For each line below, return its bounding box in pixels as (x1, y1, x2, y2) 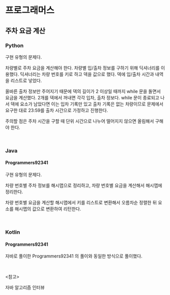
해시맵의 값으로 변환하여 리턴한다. (14, 206, 81, 212)
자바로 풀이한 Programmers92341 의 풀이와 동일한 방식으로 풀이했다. (5, 253, 143, 259)
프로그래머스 (5, 5, 55, 16)
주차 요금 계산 (5, 26, 46, 35)
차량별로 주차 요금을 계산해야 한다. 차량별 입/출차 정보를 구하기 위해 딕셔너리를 (5, 64, 160, 71)
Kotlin (5, 229, 20, 236)
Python (5, 42, 24, 49)
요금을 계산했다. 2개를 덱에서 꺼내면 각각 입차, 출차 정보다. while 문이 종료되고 (5, 94, 160, 100)
